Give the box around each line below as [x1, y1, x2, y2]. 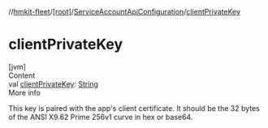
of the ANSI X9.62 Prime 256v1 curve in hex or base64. [8, 112, 193, 122]
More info [8, 87, 41, 97]
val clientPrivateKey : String [8, 79, 99, 88]
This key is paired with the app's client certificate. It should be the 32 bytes [8, 103, 260, 113]
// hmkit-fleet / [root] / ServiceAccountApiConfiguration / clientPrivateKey [8, 7, 241, 16]
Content [8, 70, 36, 80]
